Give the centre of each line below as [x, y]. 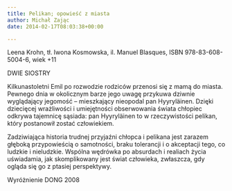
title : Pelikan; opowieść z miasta [59, 14]
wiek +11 [44, 60]
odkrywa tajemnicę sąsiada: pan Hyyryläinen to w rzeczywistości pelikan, [113, 116]
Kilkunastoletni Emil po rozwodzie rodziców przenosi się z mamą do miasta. [115, 87]
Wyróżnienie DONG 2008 [43, 180]
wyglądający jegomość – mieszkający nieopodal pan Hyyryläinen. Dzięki [110, 101]
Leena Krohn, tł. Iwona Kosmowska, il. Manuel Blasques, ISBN [95, 52]
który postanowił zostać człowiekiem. [61, 124]
